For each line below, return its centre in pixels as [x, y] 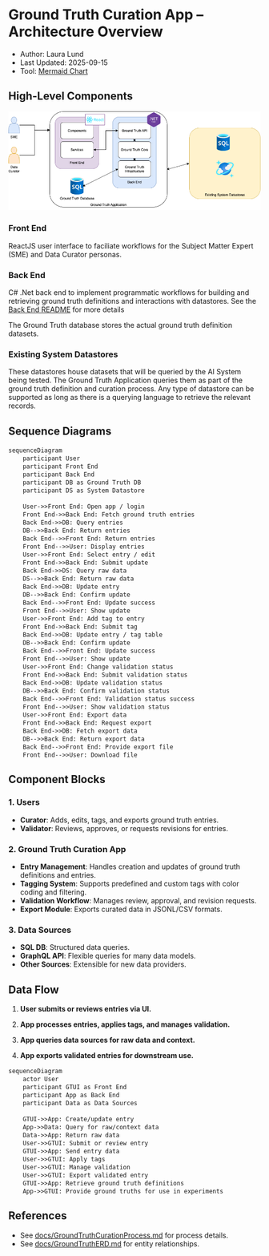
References [38, 1216]
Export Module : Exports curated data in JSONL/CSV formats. [121, 909]
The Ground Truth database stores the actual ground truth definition [120, 325]
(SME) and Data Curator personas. [65, 254]
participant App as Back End [71, 1096]
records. [22, 406]
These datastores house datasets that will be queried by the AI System [125, 372]
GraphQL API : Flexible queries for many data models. [108, 956]
